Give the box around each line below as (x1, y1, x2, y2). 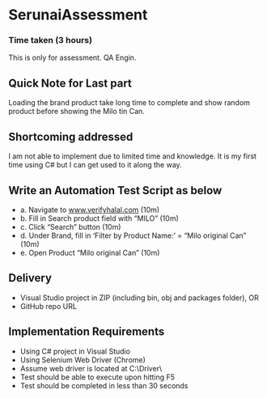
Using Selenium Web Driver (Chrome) (19, 354, 146, 365)
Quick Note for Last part (8, 76, 132, 90)
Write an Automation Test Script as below (8, 184, 222, 197)
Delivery (8, 271, 53, 285)
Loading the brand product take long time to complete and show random (8, 98, 251, 108)
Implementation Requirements (8, 325, 165, 339)
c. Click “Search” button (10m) (19, 222, 121, 231)
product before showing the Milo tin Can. (8, 107, 146, 116)
